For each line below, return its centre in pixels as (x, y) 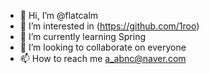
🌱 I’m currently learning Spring (83, 36)
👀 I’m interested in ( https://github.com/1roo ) (109, 26)
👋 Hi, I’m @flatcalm (59, 15)
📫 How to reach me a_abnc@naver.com (103, 58)
